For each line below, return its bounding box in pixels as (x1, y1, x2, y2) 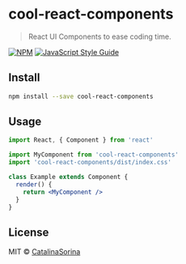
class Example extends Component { (8, 173, 129, 181)
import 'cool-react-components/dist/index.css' (8, 159, 172, 167)
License (8, 225, 49, 239)
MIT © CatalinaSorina (8, 247, 81, 257)
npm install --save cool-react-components (8, 92, 154, 100)
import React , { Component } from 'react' (8, 136, 154, 144)
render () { (15, 180, 53, 189)
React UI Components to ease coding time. (27, 32, 171, 41)
